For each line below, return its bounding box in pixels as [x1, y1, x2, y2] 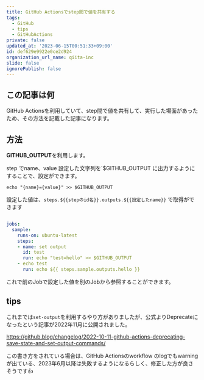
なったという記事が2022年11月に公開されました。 [6, 321, 131, 328]
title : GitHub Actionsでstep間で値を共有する [6, 9, 116, 15]
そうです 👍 [6, 367, 33, 375]
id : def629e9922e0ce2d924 [6, 49, 72, 55]
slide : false [6, 60, 40, 66]
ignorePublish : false [6, 65, 62, 72]
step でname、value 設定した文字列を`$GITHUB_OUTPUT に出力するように [6, 165, 195, 171]
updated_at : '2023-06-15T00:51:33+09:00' [6, 43, 113, 49]
